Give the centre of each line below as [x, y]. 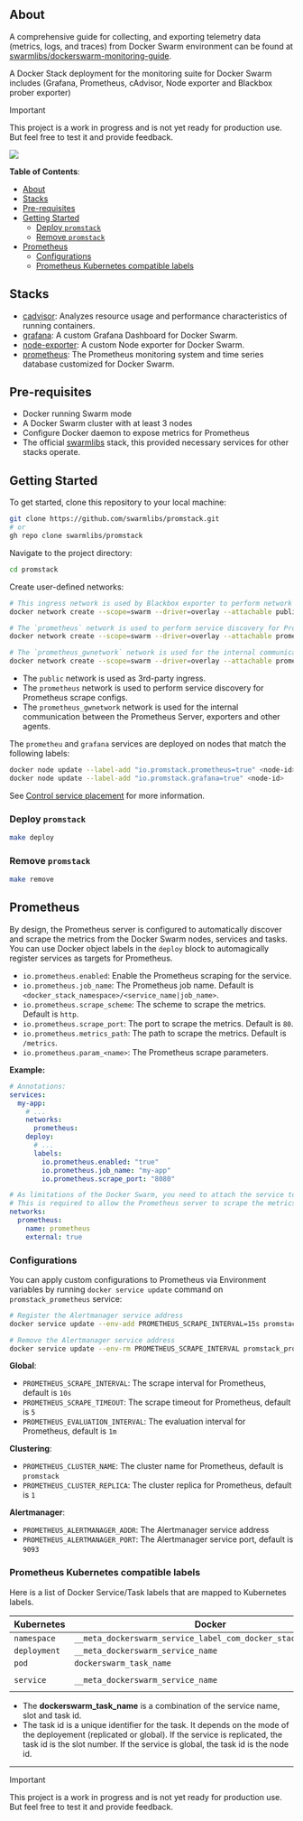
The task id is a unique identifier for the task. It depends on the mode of [156, 1724]
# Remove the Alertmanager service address [92, 1340]
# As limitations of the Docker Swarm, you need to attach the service [147, 1195]
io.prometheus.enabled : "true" [101, 1162]
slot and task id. [52, 1715]
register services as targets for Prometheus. [91, 958]
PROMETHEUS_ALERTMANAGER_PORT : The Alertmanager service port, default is [158, 1539]
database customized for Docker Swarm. [98, 364]
